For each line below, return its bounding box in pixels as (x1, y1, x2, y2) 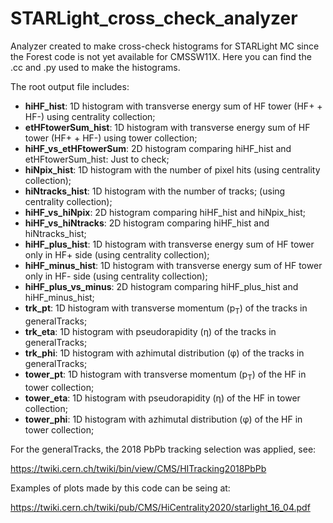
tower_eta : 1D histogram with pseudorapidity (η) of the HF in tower (24, 392, 301, 404)
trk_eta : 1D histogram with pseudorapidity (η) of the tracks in (24, 325, 277, 337)
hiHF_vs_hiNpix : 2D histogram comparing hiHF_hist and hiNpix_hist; (24, 206, 307, 218)
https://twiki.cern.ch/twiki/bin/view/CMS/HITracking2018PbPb (10, 462, 267, 474)
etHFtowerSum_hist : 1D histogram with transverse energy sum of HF (24, 121, 311, 133)
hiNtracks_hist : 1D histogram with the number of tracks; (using (24, 185, 286, 197)
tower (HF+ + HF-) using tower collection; (24, 132, 198, 144)
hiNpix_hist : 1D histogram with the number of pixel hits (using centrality (24, 163, 321, 176)
